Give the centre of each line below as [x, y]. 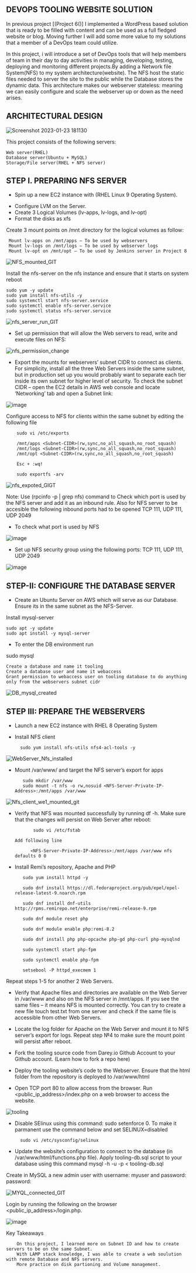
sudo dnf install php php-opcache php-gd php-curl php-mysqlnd [101, 940]
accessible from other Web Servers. [58, 1018]
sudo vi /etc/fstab [57, 830]
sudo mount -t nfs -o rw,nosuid [62, 786]
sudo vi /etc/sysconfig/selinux [59, 1140]
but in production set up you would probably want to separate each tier [100, 375]
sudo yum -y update [30, 290]
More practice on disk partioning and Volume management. [89, 1265]
